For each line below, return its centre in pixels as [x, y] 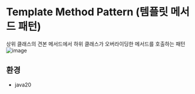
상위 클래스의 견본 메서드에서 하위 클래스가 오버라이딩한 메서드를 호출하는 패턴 [96, 44]
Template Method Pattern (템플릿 [87, 12]
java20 [23, 85]
